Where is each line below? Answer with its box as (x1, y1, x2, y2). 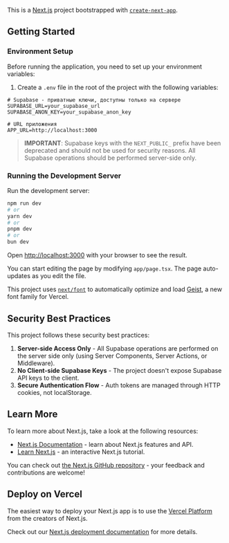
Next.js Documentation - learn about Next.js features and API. (17, 440, 194, 448)
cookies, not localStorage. (17, 388, 92, 396)
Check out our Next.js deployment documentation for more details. (7, 527, 198, 535)
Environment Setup (7, 46, 74, 56)
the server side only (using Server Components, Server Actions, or (17, 351, 208, 360)
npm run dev (7, 200, 42, 207)
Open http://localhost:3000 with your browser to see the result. (7, 251, 188, 259)
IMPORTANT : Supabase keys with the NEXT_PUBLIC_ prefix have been (24, 138, 221, 147)
